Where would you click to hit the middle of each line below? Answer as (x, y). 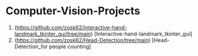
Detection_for (31, 46)
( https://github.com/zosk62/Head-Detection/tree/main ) (82, 40)
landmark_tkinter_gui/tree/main (52, 33)
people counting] (70, 46)
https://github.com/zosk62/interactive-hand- (72, 27)
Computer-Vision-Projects (73, 11)
